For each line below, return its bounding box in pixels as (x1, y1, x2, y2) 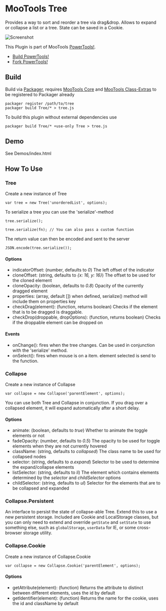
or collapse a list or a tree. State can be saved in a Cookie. (5, 24, 124, 30)
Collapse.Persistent (5, 498, 54, 504)
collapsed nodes (12, 454, 47, 460)
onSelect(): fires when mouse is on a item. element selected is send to (12, 352, 156, 358)
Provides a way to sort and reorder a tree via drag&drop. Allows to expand (5, 19, 157, 25)
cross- (137, 525, 151, 531)
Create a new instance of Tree (5, 191, 67, 197)
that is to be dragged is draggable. (12, 309, 83, 315)
